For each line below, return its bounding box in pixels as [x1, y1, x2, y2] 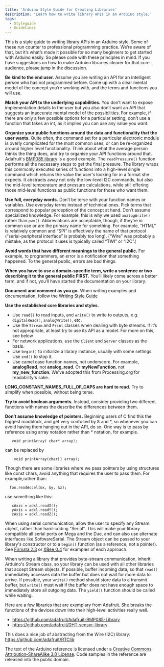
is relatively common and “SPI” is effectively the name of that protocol [5, 228, 146, 234]
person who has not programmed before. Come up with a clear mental [5, 79, 147, 86]
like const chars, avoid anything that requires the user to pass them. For [5, 470, 150, 476]
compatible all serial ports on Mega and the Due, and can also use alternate [5, 531, 158, 537]
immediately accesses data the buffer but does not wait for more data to [5, 572, 151, 578]
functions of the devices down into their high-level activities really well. [5, 607, 148, 613]
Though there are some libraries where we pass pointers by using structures [5, 465, 160, 471]
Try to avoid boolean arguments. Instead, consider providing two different [5, 399, 156, 405]
